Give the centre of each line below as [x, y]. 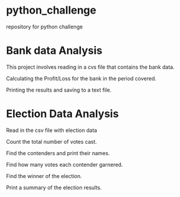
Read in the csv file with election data [52, 130]
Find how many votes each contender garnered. [65, 164]
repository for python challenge [45, 27]
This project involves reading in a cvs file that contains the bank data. [91, 67]
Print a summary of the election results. [54, 188]
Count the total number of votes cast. [52, 141]
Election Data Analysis [63, 114]
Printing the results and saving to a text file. [59, 90]
